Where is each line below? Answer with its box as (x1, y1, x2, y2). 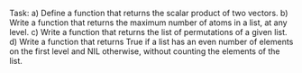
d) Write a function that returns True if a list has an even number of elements (9, 36, 294, 47)
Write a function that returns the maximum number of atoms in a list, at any (9, 17, 288, 28)
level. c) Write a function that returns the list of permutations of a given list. (9, 27, 288, 37)
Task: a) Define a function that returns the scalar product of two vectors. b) (9, 8, 288, 18)
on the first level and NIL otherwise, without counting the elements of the (9, 46, 280, 57)
